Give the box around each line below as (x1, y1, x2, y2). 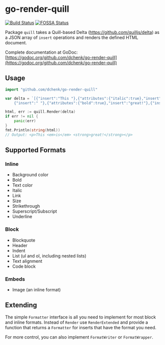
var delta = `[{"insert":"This (5, 96, 69, 101)
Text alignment (12, 258, 43, 264)
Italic (12, 188, 23, 193)
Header (12, 242, 28, 248)
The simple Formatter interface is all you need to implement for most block (5, 314, 156, 320)
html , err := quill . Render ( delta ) (5, 109, 76, 114)
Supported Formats (5, 146, 66, 155)
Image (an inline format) (12, 286, 61, 292)
